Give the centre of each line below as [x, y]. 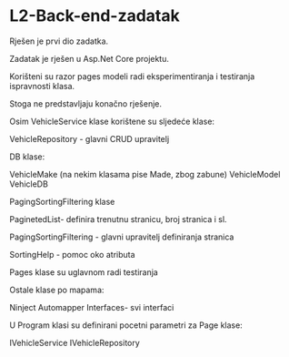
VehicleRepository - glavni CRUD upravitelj [90, 138]
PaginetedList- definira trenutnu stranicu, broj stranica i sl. [118, 219]
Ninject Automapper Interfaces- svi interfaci [92, 307]
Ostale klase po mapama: [57, 290]
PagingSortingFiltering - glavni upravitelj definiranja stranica [122, 237]
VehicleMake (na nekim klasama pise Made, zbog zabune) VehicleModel [145, 174]
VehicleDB [29, 184]
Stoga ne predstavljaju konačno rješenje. [85, 103]
